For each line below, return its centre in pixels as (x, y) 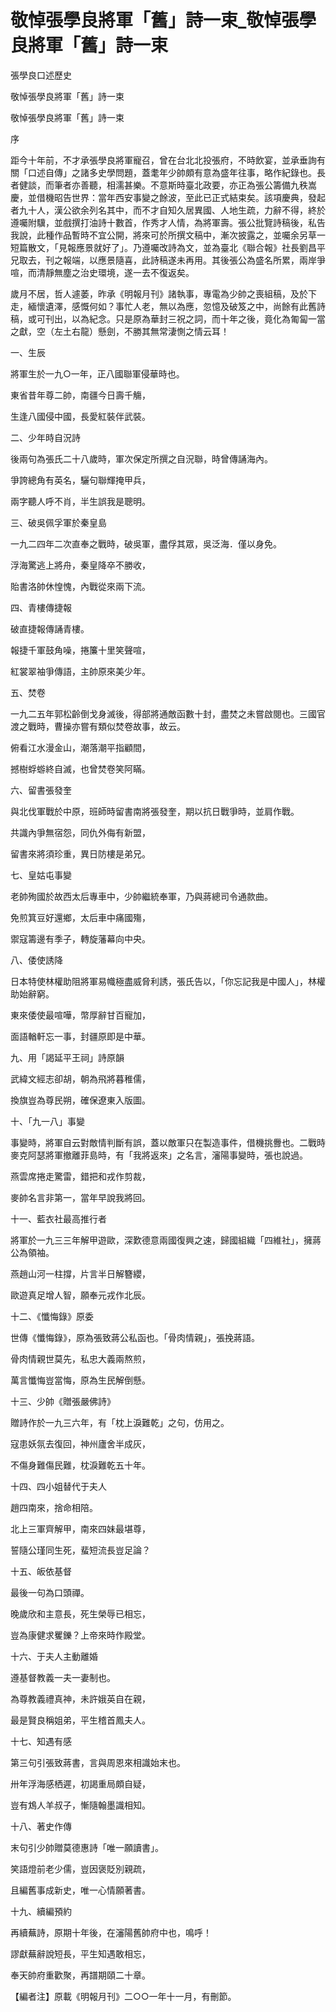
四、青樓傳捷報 (41, 607)
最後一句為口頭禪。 (50, 1592)
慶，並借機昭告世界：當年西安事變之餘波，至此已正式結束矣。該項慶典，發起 (168, 197)
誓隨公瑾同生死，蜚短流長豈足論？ (80, 1550)
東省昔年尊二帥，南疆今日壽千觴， (80, 395)
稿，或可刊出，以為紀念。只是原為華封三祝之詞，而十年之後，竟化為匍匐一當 (168, 318)
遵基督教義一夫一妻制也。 (63, 1677)
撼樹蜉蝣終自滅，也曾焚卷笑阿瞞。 (80, 768)
